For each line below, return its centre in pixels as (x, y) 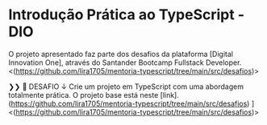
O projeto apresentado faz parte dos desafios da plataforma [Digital (121, 54)
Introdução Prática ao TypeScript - (126, 15)
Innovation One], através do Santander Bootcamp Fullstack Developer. (125, 62)
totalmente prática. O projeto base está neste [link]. (94, 95)
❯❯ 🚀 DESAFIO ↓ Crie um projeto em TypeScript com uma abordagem (126, 87)
